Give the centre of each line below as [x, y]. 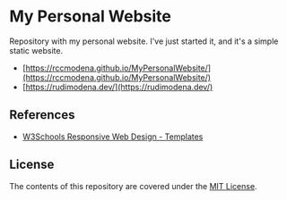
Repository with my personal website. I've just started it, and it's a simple [144, 41]
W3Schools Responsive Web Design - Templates [113, 137]
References [42, 115]
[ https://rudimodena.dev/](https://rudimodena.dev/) [117, 87]
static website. [36, 50]
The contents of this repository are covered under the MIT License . [133, 186]
